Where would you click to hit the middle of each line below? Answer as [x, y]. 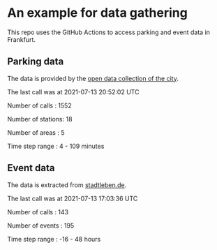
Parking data [36, 62]
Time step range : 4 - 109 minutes [56, 146]
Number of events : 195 [41, 226]
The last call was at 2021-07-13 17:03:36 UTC [73, 198]
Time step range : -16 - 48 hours [54, 239]
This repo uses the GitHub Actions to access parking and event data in [109, 32]
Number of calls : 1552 [39, 105]
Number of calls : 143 [38, 212]
